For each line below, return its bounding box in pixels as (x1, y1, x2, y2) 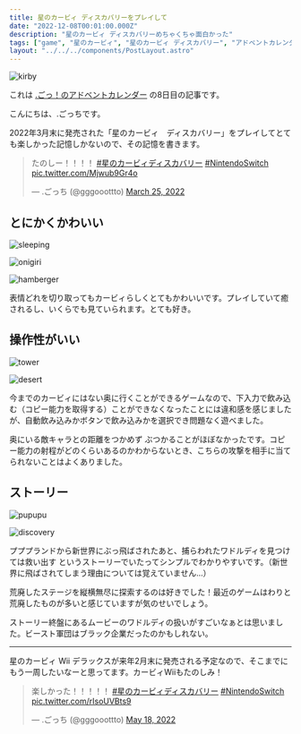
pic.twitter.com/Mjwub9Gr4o (30, 167, 138, 179)
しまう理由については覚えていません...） (64, 568, 211, 578)
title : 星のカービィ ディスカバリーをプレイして (9, 13, 168, 22)
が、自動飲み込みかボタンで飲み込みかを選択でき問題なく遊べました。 (9, 414, 269, 425)
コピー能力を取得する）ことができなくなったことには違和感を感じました (24, 404, 292, 414)
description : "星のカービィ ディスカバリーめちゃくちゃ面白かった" (9, 30, 233, 38)
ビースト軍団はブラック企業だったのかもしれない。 (24, 627, 213, 638)
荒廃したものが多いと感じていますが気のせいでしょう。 (9, 597, 213, 609)
